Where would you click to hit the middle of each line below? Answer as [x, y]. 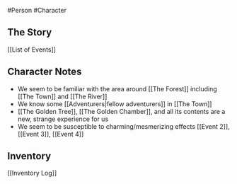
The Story [30, 32]
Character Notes [45, 72]
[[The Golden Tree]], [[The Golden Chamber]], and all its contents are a [121, 111]
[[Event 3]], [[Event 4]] [51, 134]
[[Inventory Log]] [32, 173]
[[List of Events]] [32, 50]
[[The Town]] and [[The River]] [62, 96]
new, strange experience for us [63, 119]
